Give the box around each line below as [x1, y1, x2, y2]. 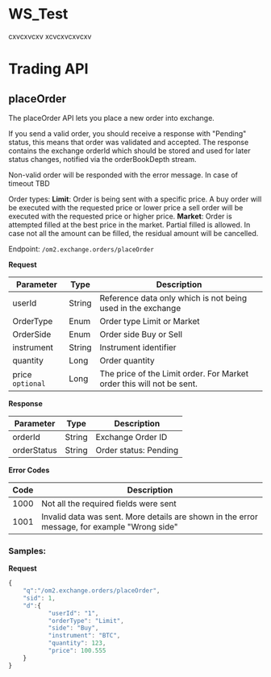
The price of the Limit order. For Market [99, 368, 248, 379]
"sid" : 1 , [23, 594, 56, 602]
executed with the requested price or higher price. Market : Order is [8, 211, 232, 221]
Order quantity [99, 355, 155, 366]
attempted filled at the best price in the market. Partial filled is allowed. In [8, 219, 251, 230]
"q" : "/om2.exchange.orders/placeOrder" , [23, 587, 161, 595]
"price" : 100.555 [48, 646, 106, 655]
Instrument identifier [99, 342, 177, 353]
